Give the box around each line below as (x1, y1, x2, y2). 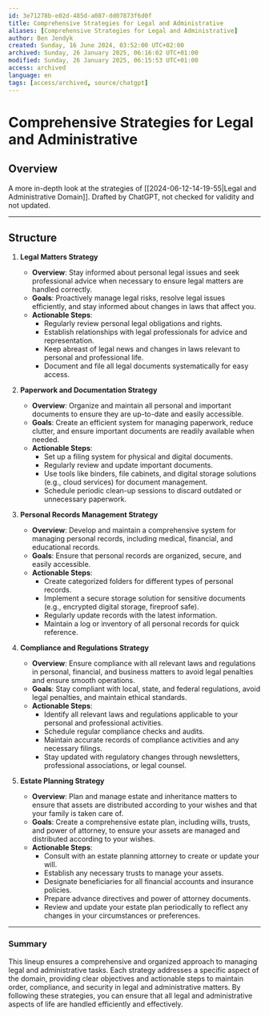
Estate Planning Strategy (19, 776, 105, 786)
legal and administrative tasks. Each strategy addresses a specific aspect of (8, 965, 259, 975)
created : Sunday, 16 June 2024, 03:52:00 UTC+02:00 (8, 42, 184, 50)
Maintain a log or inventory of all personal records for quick (43, 619, 240, 629)
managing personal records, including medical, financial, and (31, 534, 234, 544)
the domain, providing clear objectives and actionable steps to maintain (8, 974, 244, 983)
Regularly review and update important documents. (43, 460, 214, 470)
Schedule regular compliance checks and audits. (43, 726, 205, 737)
